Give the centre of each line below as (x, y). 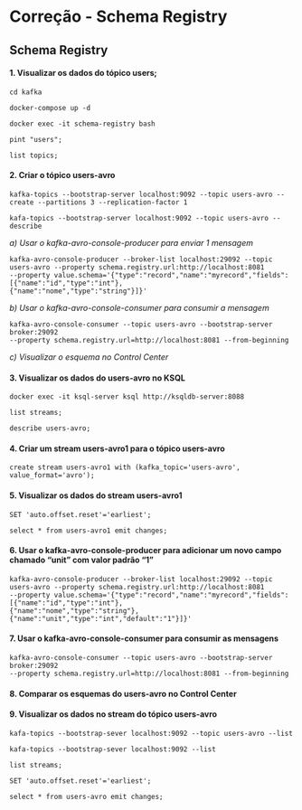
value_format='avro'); (52, 476)
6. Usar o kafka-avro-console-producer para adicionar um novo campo (146, 551)
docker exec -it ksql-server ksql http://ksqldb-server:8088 (127, 397)
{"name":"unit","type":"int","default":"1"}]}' (101, 618)
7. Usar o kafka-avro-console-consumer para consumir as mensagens (144, 638)
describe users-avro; (50, 429)
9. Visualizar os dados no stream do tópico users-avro (113, 714)
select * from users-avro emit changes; (87, 796)
